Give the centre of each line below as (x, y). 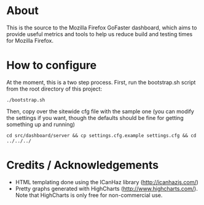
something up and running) (41, 124)
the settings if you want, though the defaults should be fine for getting (95, 117)
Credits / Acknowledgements (82, 165)
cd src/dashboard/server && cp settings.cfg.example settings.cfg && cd (101, 135)
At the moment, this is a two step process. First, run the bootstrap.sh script (101, 82)
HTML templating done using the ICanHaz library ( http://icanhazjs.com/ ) (107, 182)
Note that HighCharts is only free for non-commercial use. (89, 195)
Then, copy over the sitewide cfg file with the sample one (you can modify (100, 111)
